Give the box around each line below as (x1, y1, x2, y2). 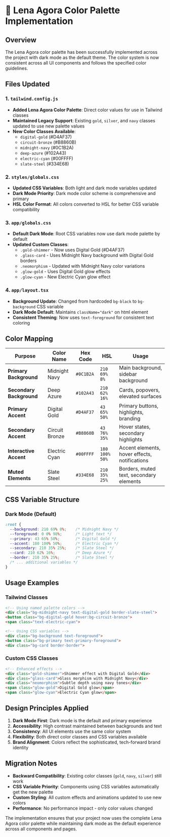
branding (118, 415, 141, 422)
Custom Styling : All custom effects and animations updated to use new (12, 794, 162, 800)
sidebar (118, 371, 138, 378)
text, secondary (118, 472, 156, 479)
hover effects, (118, 450, 152, 458)
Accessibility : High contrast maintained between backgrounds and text (12, 723, 162, 729)
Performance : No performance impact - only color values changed (12, 805, 153, 811)
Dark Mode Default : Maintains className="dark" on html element (12, 309, 148, 315)
